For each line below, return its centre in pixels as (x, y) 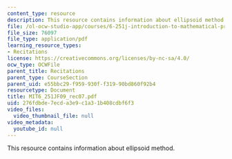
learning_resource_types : (44, 45)
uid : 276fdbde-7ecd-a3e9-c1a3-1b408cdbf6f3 (71, 103)
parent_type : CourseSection (48, 77)
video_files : (26, 109)
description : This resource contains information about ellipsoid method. (117, 20)
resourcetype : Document (41, 90)
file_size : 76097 (32, 33)
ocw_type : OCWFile (33, 65)
